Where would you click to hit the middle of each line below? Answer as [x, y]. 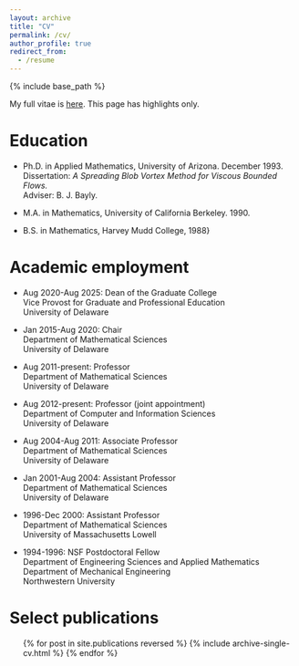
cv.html [36, 652]
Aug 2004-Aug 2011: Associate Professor [100, 441]
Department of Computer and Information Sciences [119, 413]
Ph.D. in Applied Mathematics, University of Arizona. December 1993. [153, 166]
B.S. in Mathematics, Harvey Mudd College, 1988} [116, 230]
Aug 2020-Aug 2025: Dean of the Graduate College [119, 292]
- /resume [36, 60]
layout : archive [40, 18]
